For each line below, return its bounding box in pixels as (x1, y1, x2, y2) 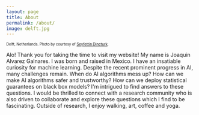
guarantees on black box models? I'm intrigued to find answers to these (6, 83, 184, 90)
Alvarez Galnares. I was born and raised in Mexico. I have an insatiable (6, 57, 181, 65)
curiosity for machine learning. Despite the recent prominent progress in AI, (6, 64, 194, 71)
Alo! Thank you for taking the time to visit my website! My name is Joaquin (6, 52, 191, 59)
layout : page (6, 8, 39, 15)
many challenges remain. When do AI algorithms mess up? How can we (6, 70, 184, 78)
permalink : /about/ (6, 20, 55, 26)
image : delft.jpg (6, 25, 50, 32)
